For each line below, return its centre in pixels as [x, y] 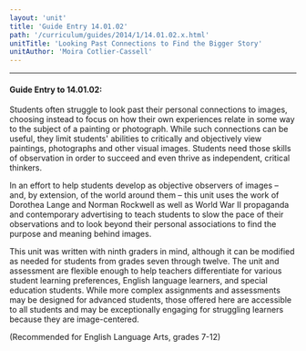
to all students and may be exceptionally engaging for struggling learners [147, 310]
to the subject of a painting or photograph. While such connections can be [149, 129]
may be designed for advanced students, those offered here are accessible [151, 300]
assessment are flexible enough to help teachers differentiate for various [146, 271]
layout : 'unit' [38, 18]
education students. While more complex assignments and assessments [145, 290]
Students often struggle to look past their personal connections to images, [149, 109]
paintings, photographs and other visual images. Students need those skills [150, 149]
